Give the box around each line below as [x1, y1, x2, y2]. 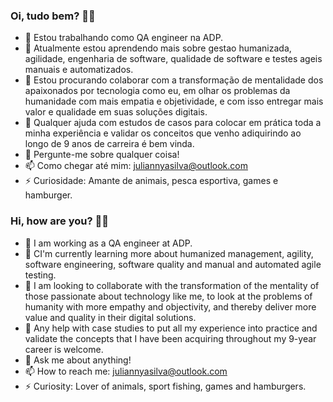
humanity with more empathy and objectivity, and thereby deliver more [24, 300, 317, 313]
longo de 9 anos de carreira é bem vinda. [24, 138, 195, 150]
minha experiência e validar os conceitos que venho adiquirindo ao [24, 127, 302, 139]
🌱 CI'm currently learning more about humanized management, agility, [24, 247, 314, 259]
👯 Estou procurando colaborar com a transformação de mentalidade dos [24, 74, 324, 86]
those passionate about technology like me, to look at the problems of [24, 290, 313, 302]
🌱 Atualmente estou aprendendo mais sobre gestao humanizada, [24, 42, 292, 54]
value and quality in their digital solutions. [24, 311, 197, 323]
